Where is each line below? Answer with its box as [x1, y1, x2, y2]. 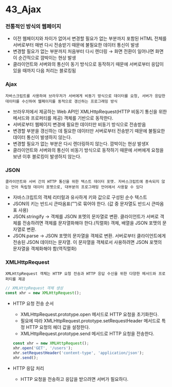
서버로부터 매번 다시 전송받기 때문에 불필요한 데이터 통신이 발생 [12, 42, 139, 48]
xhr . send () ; [12, 355, 39, 360]
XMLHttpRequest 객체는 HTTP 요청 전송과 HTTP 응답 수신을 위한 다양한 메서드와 [5, 271, 157, 277]
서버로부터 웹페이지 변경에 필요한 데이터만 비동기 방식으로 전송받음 [12, 121, 146, 127]
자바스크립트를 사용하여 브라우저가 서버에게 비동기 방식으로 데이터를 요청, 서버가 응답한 [5, 93, 166, 99]
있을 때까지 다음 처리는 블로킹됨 [12, 68, 76, 74]
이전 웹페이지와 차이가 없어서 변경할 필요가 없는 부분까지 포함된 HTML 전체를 [12, 35, 167, 42]
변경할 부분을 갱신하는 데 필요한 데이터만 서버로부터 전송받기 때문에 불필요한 [12, 127, 165, 134]
